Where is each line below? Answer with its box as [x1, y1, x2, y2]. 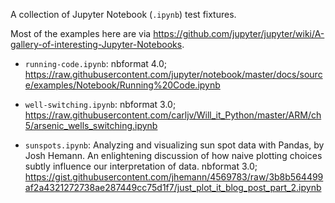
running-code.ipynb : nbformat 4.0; [24, 58, 168, 69]
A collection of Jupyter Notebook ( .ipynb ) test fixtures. [10, 9, 237, 20]
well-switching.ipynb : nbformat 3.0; [24, 99, 177, 110]
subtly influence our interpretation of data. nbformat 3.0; [24, 160, 258, 172]
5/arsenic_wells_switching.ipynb [24, 120, 158, 131]
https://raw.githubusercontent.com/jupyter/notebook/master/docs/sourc [24, 69, 323, 80]
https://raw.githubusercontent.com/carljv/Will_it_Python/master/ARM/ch [24, 109, 322, 121]
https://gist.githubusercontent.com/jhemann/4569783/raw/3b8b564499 [24, 171, 324, 183]
